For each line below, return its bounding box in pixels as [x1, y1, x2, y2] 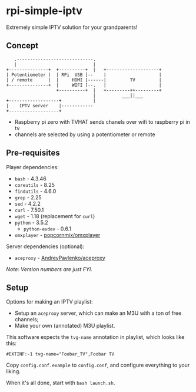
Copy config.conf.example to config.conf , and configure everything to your [6, 361, 190, 369]
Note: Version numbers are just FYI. [6, 265, 92, 272]
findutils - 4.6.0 [14, 187, 57, 195]
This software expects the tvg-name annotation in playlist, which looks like [6, 334, 185, 341]
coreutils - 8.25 [14, 181, 55, 188]
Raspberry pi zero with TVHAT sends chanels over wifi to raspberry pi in [14, 118, 190, 125]
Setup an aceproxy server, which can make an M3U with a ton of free [14, 309, 182, 317]
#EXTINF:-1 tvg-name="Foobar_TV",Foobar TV [6, 351, 115, 357]
